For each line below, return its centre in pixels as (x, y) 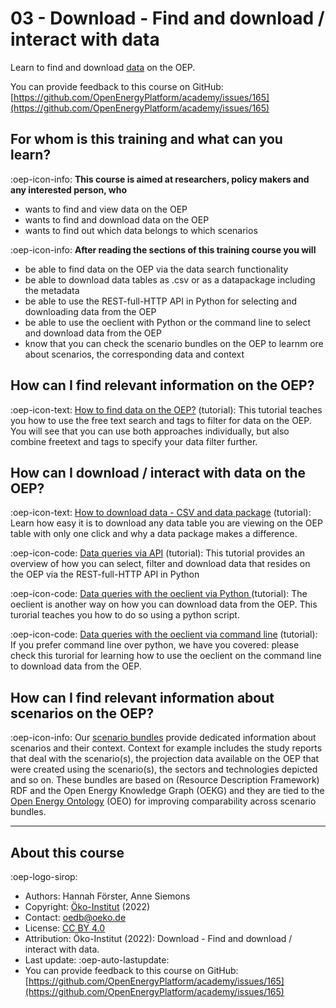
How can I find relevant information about (142, 697)
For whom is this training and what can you (146, 139)
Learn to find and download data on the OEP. (103, 67)
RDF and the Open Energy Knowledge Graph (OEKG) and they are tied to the (167, 791)
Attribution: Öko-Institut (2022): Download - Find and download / (158, 938)
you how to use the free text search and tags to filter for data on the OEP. (161, 420)
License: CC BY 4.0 (65, 928)
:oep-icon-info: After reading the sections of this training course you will (163, 249)
